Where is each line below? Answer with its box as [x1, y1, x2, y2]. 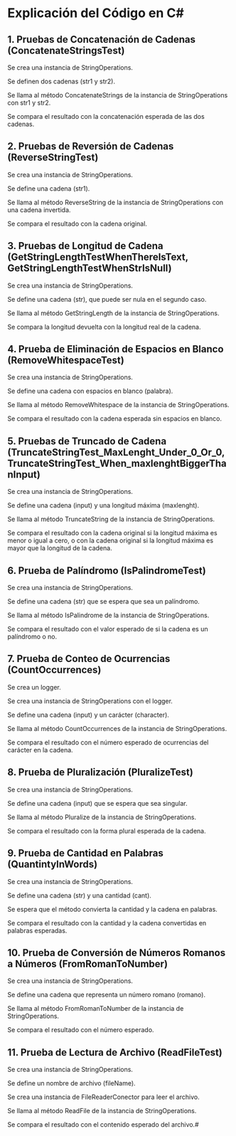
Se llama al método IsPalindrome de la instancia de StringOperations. [7, 611, 210, 620]
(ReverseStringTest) [7, 152, 99, 164]
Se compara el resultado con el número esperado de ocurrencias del [7, 738, 209, 747]
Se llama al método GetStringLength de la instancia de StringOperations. [7, 308, 220, 317]
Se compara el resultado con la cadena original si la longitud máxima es [7, 529, 218, 537]
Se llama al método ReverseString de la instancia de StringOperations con [7, 198, 224, 206]
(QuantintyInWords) [7, 858, 98, 871]
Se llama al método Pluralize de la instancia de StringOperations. [7, 813, 197, 821]
